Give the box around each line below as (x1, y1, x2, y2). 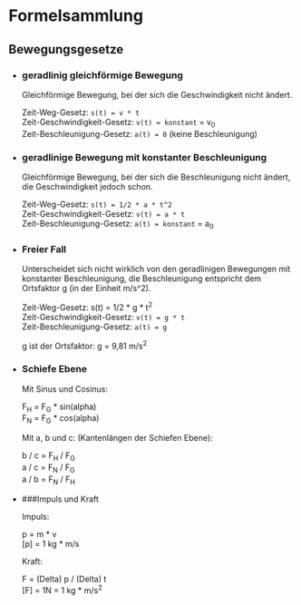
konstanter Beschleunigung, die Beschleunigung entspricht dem (21, 273, 262, 284)
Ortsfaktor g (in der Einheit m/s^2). (21, 283, 151, 294)
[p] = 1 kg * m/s (21, 538, 80, 549)
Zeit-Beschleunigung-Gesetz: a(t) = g (21, 321, 168, 332)
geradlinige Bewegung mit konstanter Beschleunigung (21, 151, 267, 163)
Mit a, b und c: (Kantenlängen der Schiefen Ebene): (21, 433, 214, 444)
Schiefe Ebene (21, 363, 88, 376)
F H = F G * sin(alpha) (21, 401, 97, 414)
